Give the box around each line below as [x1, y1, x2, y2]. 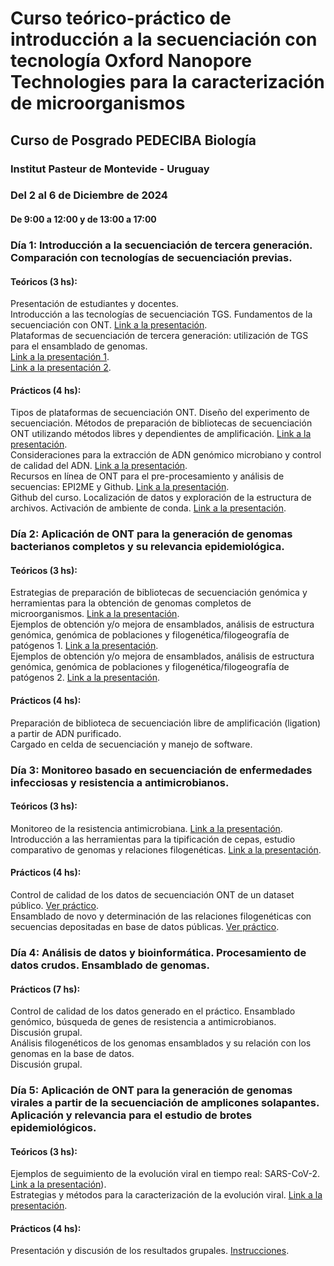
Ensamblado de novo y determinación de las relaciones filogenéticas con [10, 910, 312, 922]
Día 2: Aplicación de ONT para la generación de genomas [10, 527, 293, 541]
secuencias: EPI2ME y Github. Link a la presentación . [10, 481, 230, 493]
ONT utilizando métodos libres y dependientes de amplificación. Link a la [10, 428, 312, 440]
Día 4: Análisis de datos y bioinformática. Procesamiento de [10, 945, 307, 959]
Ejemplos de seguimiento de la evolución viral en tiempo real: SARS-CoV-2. [10, 1168, 321, 1180]
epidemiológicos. [10, 1121, 97, 1135]
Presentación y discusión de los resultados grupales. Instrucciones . [10, 1245, 290, 1257]
